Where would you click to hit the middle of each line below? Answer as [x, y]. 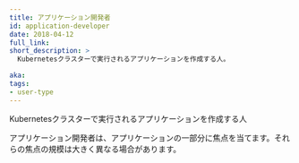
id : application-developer [60, 26]
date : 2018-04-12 [42, 34]
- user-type [31, 92]
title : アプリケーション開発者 [60, 17]
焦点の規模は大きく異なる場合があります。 [103, 149]
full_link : [30, 43]
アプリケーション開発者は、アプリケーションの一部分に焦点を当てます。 [142, 137]
